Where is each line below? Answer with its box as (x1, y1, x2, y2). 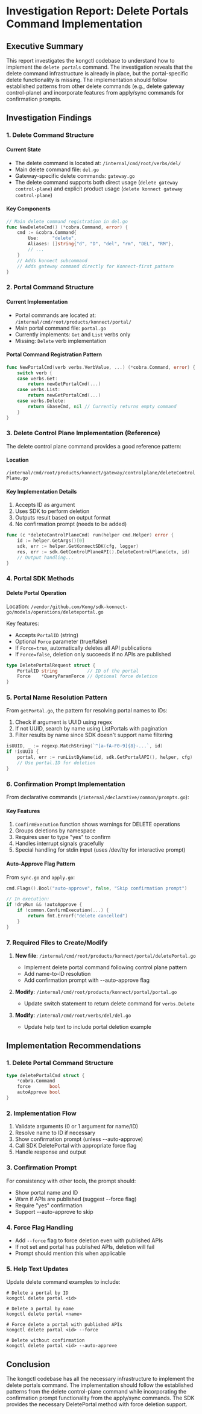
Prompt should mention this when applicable (14, 1249, 126, 1257)
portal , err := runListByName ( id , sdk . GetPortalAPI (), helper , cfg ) (17, 755, 193, 761)
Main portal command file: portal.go (14, 324, 107, 332)
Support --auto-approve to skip (14, 1208, 93, 1215)
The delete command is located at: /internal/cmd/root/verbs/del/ (14, 159, 181, 166)
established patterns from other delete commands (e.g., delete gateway (6, 83, 185, 90)
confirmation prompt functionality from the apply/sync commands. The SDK (6, 1394, 195, 1401)
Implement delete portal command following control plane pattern (24, 963, 188, 971)
